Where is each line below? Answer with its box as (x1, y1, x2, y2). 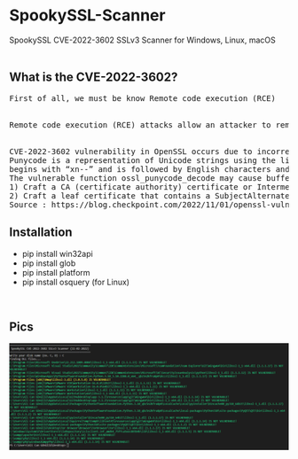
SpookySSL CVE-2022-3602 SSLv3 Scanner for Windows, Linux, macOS (9, 35, 277, 45)
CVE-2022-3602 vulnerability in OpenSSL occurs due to (9, 146, 253, 156)
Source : (9, 199, 47, 209)
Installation (9, 225, 73, 240)
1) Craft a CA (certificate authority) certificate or (9, 182, 253, 191)
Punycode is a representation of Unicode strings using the (9, 155, 277, 165)
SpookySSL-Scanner (9, 5, 166, 26)
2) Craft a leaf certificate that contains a (9, 191, 211, 200)
